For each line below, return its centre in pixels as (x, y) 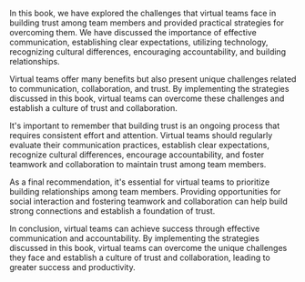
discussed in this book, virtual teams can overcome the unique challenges (148, 248)
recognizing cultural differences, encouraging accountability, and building (148, 52)
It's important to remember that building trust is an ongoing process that (145, 126)
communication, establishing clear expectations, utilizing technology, (139, 42)
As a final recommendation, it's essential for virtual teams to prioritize (140, 182)
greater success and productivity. (73, 267)
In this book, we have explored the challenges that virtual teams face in (143, 13)
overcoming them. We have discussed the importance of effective (133, 32)
